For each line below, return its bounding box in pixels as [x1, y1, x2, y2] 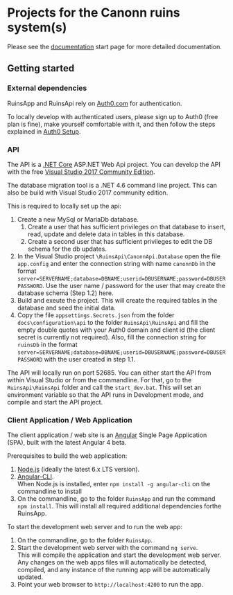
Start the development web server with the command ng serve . [17, 544, 198, 552]
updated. [17, 573, 44, 581]
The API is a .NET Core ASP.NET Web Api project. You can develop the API [7, 160, 221, 168]
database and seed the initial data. [17, 303, 116, 312]
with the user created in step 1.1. [44, 355, 136, 363]
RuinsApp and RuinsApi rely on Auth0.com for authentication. [7, 99, 182, 107]
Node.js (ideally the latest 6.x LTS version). [17, 465, 140, 474]
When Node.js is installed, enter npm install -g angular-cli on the [17, 480, 211, 488]
